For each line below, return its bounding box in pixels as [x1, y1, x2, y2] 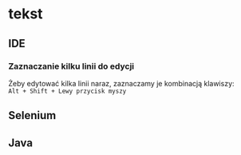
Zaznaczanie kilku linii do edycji [8, 61, 135, 72]
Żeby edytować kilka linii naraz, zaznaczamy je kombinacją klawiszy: [8, 78, 235, 88]
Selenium [8, 109, 57, 122]
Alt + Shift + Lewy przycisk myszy [8, 87, 127, 95]
